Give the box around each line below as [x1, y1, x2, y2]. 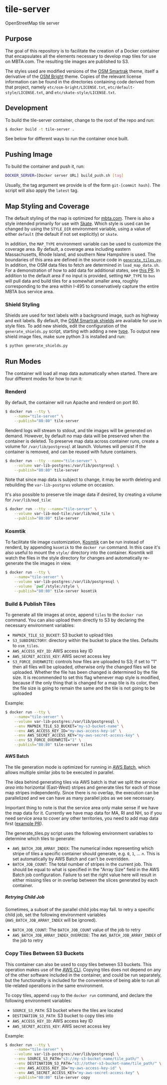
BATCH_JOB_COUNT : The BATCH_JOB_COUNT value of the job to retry [12, 927, 141, 933]
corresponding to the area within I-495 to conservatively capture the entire [5, 283, 159, 289]
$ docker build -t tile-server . [5, 126, 75, 132]
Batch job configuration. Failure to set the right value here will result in [12, 872, 157, 878]
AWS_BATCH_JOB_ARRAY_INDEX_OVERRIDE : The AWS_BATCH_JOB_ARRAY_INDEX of [12, 932, 162, 938]
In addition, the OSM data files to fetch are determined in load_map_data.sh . [5, 262, 160, 268]
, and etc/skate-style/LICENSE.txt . [43, 89, 116, 95]
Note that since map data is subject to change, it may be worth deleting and [5, 477, 161, 483]
